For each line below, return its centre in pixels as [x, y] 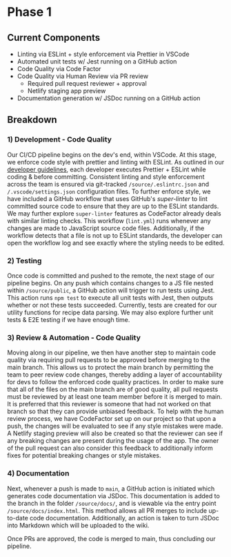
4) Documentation [38, 473]
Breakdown [32, 120]
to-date [18, 518]
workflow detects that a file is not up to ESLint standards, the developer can [115, 235]
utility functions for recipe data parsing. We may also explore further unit [110, 312]
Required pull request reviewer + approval [87, 83]
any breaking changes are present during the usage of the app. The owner [113, 441]
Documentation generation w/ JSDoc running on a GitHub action [109, 98]
